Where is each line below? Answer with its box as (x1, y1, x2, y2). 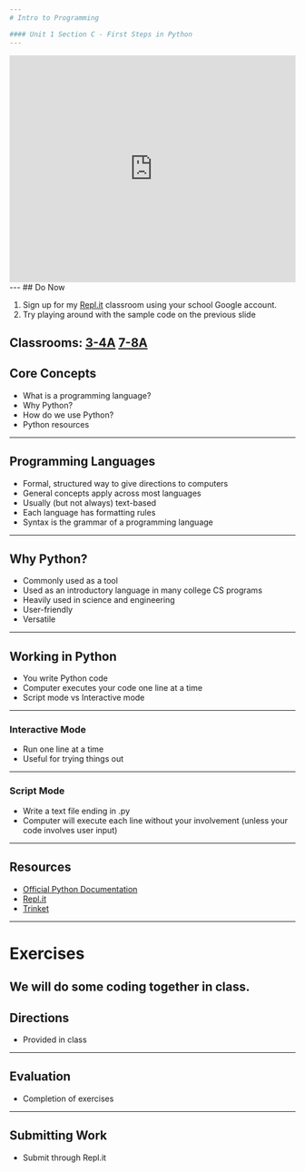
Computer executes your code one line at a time (22, 683, 202, 694)
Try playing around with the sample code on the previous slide (22, 309, 256, 320)
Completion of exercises (22, 1093, 114, 1104)
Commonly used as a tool (22, 576, 118, 586)
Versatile (22, 614, 56, 625)
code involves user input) (22, 824, 118, 835)
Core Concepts (9, 366, 97, 381)
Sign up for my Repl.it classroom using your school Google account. (22, 299, 277, 310)
